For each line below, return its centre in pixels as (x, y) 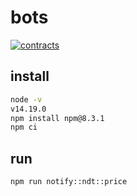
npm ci (24, 127)
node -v (26, 99)
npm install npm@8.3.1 (57, 118)
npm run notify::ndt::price (69, 182)
